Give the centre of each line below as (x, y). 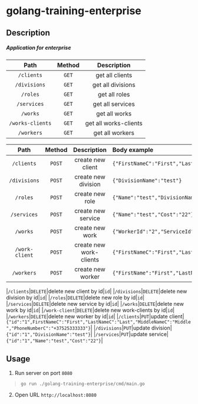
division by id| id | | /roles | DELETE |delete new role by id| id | (75, 298)
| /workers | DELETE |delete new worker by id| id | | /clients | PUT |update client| (95, 316)
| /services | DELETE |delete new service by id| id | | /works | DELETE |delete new (95, 303)
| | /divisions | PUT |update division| (131, 328)
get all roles (114, 94)
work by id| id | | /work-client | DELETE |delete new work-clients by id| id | (90, 310)
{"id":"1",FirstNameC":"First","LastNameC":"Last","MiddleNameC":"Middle (99, 322)
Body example (133, 150)
